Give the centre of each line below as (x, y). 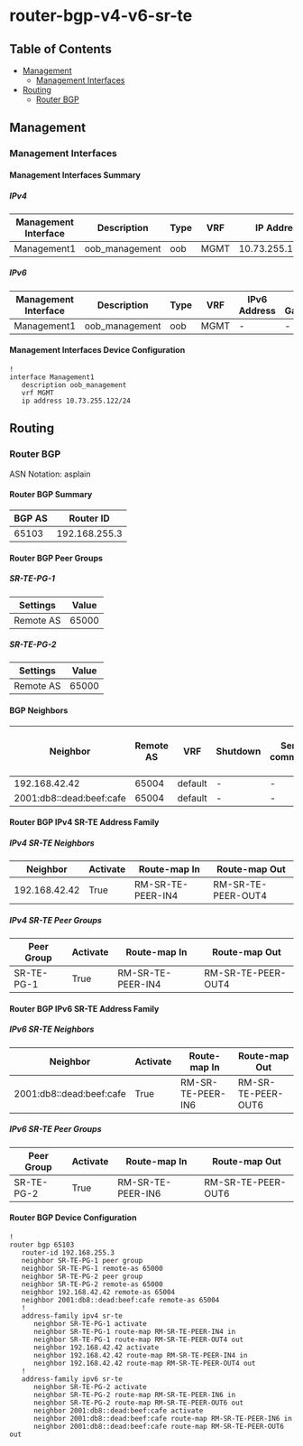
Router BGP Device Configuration (73, 1218)
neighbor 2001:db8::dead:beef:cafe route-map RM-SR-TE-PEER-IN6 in (163, 1418)
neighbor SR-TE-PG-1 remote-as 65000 (92, 1268)
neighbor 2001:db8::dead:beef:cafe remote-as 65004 (120, 1300)
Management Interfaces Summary (75, 175)
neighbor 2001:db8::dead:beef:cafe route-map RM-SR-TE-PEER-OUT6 (158, 1426)
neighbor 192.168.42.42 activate (96, 1347)
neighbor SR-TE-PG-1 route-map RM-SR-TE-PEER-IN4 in (134, 1331)
